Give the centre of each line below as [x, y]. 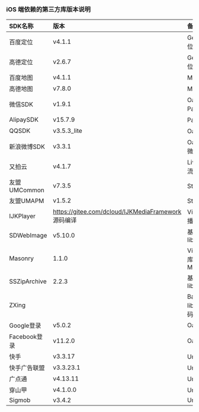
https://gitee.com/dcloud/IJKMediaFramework [117, 212]
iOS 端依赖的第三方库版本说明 [48, 9]
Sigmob [20, 400]
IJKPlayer [23, 216]
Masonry [22, 258]
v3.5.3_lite [68, 131]
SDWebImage [28, 236]
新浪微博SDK [27, 147]
